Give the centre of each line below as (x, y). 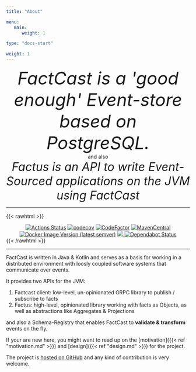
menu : (13, 22)
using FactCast (98, 195)
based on (98, 121)
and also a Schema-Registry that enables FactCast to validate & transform (96, 322)
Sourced (29, 181)
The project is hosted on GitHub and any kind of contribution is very (87, 357)
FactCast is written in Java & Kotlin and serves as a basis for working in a (94, 257)
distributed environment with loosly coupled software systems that (86, 264)
